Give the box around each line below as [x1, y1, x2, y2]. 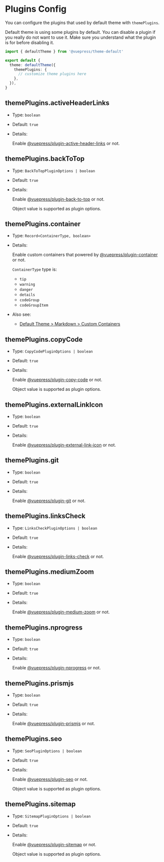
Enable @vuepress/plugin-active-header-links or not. [12, 140, 120, 146]
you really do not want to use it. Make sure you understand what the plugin [5, 34, 156, 40]
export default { [5, 58, 41, 63]
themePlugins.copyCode [5, 335, 83, 344]
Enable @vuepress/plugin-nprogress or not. [12, 665, 101, 671]
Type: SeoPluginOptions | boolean [12, 748, 82, 754]
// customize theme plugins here [18, 72, 87, 76]
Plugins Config [5, 3, 67, 15]
